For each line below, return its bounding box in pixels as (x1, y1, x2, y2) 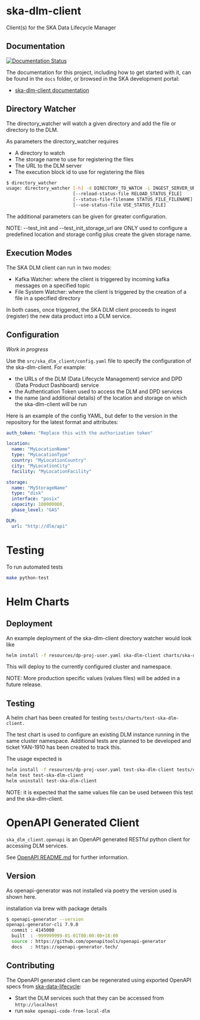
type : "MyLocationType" (11, 452, 70, 458)
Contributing (6, 960, 55, 971)
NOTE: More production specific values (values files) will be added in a (6, 675, 180, 682)
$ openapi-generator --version (6, 916, 84, 922)
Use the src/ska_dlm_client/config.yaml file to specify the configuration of (6, 357, 192, 364)
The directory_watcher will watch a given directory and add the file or (6, 119, 177, 127)
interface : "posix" (11, 496, 60, 502)
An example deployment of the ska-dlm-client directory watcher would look (6, 634, 192, 641)
